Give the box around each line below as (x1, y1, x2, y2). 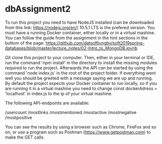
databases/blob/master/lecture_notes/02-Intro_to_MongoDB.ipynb (5, 45, 138, 51)
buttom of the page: (5, 40, 45, 46)
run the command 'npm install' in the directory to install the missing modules (5, 60, 157, 65)
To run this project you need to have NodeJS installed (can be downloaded (5, 19, 154, 25)
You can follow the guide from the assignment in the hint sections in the (5, 35, 148, 41)
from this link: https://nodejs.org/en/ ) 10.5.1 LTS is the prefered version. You (5, 24, 155, 30)
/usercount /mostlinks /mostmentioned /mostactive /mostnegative (5, 109, 137, 115)
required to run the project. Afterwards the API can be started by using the (5, 64, 153, 71)
